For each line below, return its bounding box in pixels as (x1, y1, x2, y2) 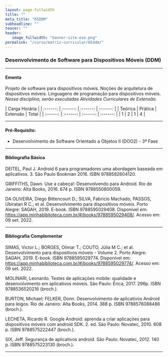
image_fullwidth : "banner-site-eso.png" (11, 36, 97, 41)
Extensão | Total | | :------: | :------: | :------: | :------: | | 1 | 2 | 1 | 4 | (5, 111, 145, 117)
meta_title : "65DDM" (5, 17, 48, 22)
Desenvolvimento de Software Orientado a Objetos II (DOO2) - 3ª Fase (12, 138, 158, 144)
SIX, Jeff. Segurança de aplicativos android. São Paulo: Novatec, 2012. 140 (5, 336, 159, 342)
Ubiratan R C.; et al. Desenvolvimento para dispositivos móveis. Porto (5, 201, 148, 207)
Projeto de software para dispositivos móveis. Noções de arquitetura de (5, 86, 153, 92)
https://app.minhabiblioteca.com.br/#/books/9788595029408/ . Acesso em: (5, 211, 161, 218)
